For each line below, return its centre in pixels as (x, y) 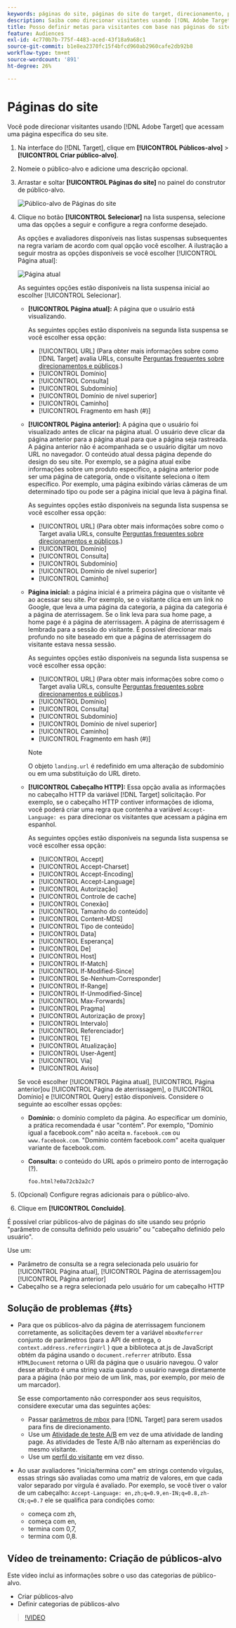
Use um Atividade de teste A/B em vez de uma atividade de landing (125, 1435)
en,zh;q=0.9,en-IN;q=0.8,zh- (167, 1494)
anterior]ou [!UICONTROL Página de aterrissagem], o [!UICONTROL (115, 1089)
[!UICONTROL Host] (67, 956)
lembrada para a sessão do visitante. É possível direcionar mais (120, 629)
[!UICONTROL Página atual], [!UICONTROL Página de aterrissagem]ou (119, 1271)
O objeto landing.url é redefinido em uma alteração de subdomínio (126, 766)
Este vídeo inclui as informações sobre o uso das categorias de (99, 1575)
